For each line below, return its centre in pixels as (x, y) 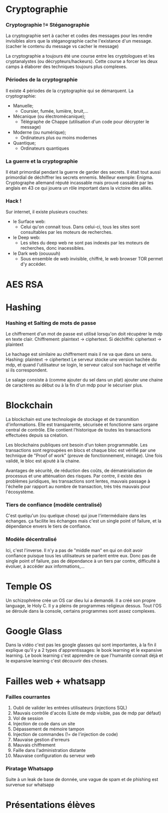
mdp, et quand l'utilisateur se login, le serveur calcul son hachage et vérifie (83, 365)
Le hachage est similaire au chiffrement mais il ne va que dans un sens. (79, 354)
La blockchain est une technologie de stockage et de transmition (72, 419)
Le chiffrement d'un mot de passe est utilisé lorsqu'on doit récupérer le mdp (84, 334)
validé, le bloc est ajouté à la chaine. (43, 461)
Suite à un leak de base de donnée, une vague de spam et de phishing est (82, 779)
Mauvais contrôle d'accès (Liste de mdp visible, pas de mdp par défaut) (87, 713)
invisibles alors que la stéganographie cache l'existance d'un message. (79, 41)
